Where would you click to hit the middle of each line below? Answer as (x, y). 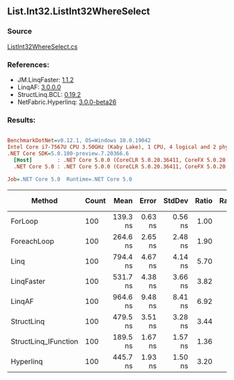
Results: (22, 120)
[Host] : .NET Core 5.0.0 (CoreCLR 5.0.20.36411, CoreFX (109, 160)
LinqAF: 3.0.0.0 (39, 87)
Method (44, 200)
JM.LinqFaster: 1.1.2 (46, 79)
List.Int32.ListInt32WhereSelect (79, 12)
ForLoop (24, 221)
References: (29, 64)
